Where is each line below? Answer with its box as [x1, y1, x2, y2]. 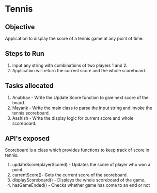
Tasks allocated [5, 81, 54, 90]
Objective [5, 23, 35, 31]
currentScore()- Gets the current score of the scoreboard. [12, 172, 128, 178]
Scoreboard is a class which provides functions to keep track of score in [5, 147, 150, 153]
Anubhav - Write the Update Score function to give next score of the [12, 95, 149, 100]
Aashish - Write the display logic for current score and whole [12, 115, 134, 121]
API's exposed [5, 134, 50, 143]
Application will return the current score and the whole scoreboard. [12, 67, 146, 73]
